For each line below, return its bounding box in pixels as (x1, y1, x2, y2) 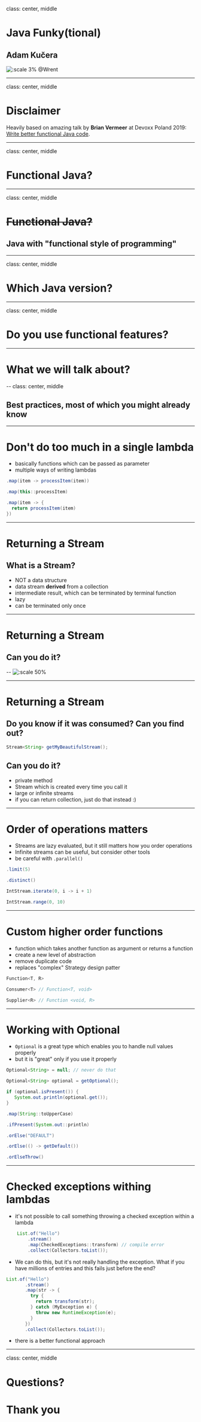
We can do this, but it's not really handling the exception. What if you (14, 1258, 185, 1265)
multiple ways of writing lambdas (14, 466, 97, 473)
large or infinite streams (14, 789, 74, 797)
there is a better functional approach (14, 1337, 105, 1345)
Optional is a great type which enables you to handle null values (14, 1043, 173, 1050)
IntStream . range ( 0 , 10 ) (6, 899, 66, 905)
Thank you (6, 1403, 60, 1417)
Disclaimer (6, 104, 61, 118)
